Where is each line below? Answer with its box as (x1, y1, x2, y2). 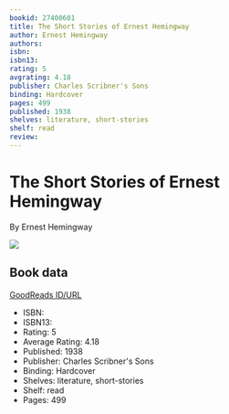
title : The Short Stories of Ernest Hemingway (9, 22, 190, 31)
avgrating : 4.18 (9, 73, 71, 82)
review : (9, 133, 39, 142)
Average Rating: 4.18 (22, 335, 100, 347)
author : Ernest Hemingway (9, 30, 108, 39)
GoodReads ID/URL (9, 289, 82, 300)
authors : (9, 38, 43, 48)
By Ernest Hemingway (9, 221, 93, 232)
